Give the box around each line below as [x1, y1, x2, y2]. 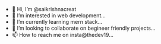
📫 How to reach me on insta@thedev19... [11, 32, 114, 38]
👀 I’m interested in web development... [11, 12, 106, 19]
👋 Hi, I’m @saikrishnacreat [11, 6, 77, 12]
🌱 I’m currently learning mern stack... [11, 18, 103, 25]
